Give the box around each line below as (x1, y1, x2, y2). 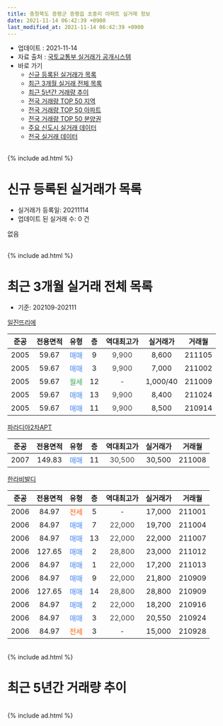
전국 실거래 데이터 (28, 132, 78, 141)
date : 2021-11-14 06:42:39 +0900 (7, 17, 106, 24)
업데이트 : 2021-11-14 (17, 44, 78, 52)
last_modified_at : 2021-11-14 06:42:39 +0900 (7, 23, 144, 30)
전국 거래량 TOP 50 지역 (28, 97, 96, 106)
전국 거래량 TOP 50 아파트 (28, 106, 101, 114)
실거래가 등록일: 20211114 (17, 206, 89, 215)
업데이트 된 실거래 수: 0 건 (17, 215, 90, 223)
